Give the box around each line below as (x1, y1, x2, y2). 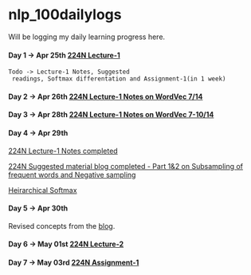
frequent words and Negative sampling (8, 170, 136, 179)
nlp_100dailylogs (8, 6, 122, 24)
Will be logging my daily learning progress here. (8, 32, 166, 41)
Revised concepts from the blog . (8, 221, 116, 230)
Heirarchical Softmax (8, 185, 77, 194)
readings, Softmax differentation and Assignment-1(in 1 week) (11, 75, 226, 83)
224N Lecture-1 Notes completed (8, 146, 118, 155)
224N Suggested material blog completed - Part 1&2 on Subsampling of (8, 161, 244, 171)
